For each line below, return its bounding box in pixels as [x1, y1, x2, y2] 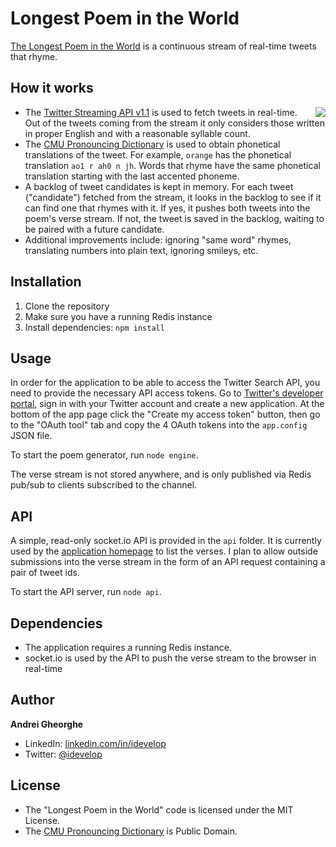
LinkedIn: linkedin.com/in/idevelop [24, 737, 167, 749]
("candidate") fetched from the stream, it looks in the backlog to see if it [24, 191, 322, 203]
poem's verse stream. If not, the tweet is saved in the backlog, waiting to [24, 212, 325, 224]
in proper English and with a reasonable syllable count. [24, 127, 251, 139]
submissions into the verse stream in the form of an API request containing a [10, 556, 326, 568]
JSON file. [10, 430, 53, 442]
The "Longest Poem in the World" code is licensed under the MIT [24, 803, 294, 816]
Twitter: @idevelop [24, 748, 103, 760]
